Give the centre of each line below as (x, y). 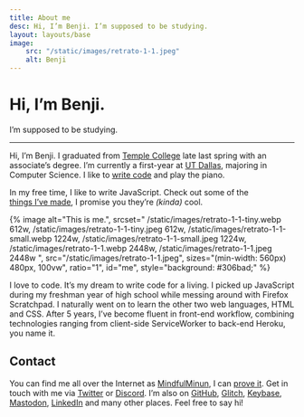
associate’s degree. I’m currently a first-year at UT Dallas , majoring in (138, 165)
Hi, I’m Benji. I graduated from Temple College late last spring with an (138, 156)
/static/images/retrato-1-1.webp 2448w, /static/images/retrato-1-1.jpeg (141, 248)
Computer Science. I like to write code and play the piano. (117, 175)
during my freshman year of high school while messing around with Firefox (149, 294)
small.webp (31, 238)
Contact (33, 361)
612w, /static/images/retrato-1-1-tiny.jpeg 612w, (98, 229)
